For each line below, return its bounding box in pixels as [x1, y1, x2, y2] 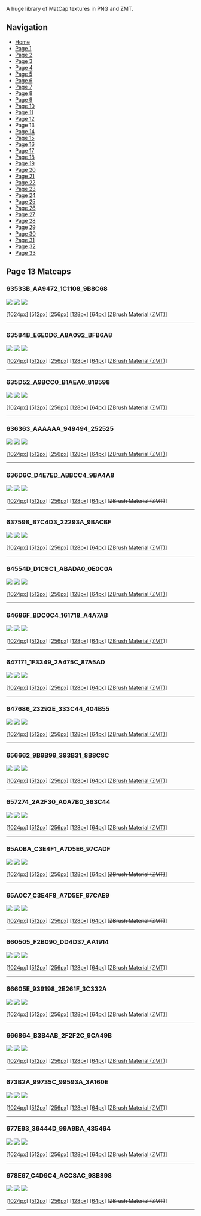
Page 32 [14, 243, 36, 250]
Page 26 [14, 204, 36, 211]
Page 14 [14, 127, 35, 135]
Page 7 [14, 83, 33, 90]
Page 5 [14, 70, 33, 78]
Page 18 [14, 153, 35, 160]
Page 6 [14, 76, 33, 84]
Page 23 [14, 185, 36, 192]
